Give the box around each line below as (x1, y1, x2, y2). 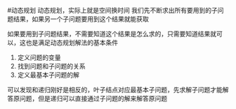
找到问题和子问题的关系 (17, 62, 86, 70)
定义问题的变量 (17, 53, 61, 61)
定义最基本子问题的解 (17, 71, 79, 79)
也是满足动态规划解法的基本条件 (25, 38, 118, 47)
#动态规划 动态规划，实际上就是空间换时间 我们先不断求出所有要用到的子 (7, 6, 218, 14)
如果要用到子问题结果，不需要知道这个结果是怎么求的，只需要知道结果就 (7, 30, 216, 38)
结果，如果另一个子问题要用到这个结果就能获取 (13, 15, 149, 23)
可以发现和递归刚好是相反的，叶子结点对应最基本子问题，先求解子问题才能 (7, 86, 223, 94)
